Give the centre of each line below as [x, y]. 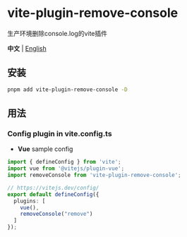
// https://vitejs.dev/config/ [53, 188]
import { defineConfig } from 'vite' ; [64, 162]
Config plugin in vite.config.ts [60, 133]
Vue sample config [45, 149]
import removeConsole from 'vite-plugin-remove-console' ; [94, 175]
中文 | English [27, 48]
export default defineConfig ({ [53, 194]
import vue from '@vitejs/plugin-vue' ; [66, 169]
